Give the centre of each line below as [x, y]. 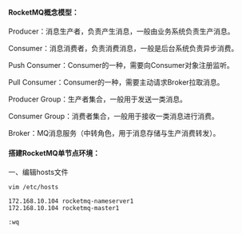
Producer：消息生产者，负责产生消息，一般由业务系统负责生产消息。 [121, 31]
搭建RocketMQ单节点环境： [54, 153]
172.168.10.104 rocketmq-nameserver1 [71, 201]
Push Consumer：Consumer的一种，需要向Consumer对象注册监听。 [121, 65]
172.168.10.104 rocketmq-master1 [64, 208]
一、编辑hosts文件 [38, 173]
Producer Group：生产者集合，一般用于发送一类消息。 [98, 99]
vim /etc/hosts [34, 188]
